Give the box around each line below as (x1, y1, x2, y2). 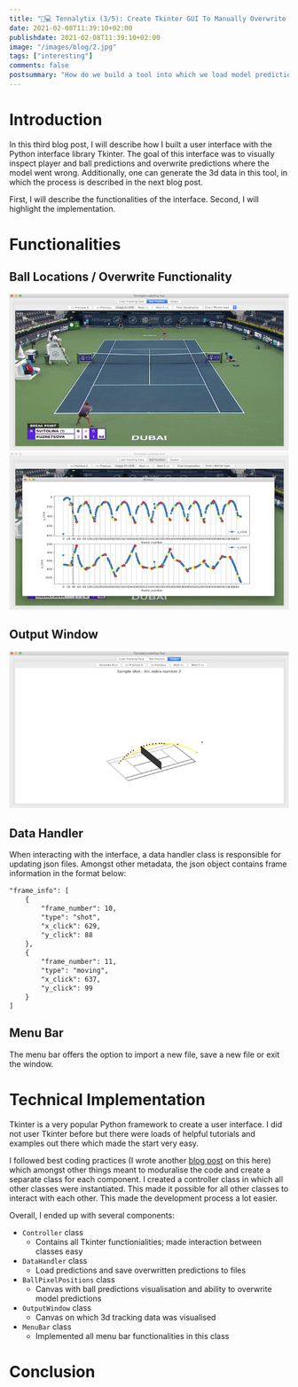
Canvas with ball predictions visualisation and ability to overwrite (35, 1283, 272, 1294)
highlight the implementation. (9, 203, 116, 214)
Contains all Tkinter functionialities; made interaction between (35, 1236, 262, 1247)
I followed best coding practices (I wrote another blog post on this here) (9, 1155, 272, 1165)
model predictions (35, 1293, 102, 1304)
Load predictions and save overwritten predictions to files (35, 1265, 247, 1275)
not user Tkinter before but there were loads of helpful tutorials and (9, 1128, 255, 1139)
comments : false (9, 61, 69, 70)
